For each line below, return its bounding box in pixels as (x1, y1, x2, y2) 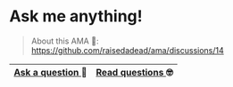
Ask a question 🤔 (13, 66, 87, 78)
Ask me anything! (9, 6, 143, 27)
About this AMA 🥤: (30, 36, 99, 46)
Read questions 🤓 (96, 66, 174, 78)
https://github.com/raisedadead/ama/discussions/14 (30, 44, 225, 55)
